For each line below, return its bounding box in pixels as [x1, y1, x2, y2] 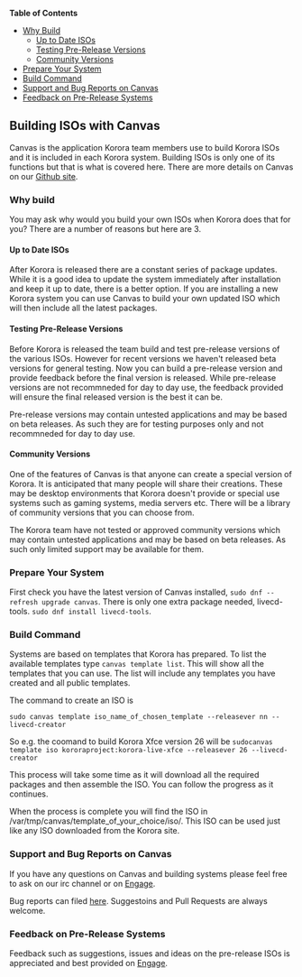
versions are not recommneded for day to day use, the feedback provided [9, 382, 284, 392]
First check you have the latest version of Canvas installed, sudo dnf [9, 586, 263, 598]
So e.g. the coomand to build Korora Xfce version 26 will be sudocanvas [9, 736, 273, 747]
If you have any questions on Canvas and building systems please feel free [9, 868, 288, 879]
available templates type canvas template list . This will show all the [9, 659, 264, 669]
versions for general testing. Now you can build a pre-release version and [9, 363, 283, 373]
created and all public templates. [9, 677, 131, 688]
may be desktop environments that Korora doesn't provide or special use [9, 487, 280, 499]
